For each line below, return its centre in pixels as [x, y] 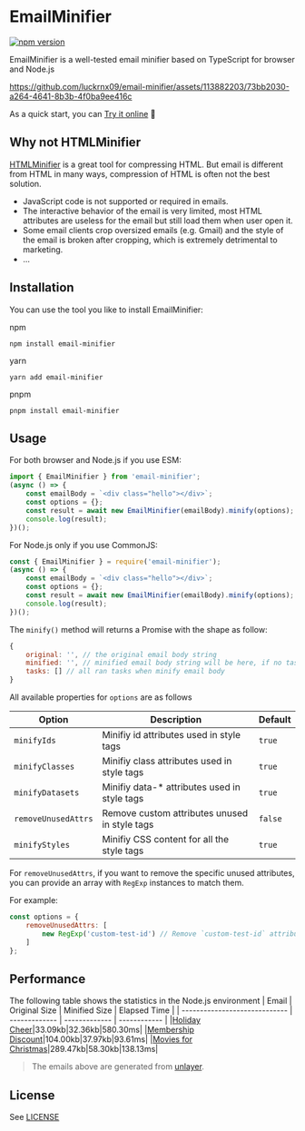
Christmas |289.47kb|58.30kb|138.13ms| [84, 1049]
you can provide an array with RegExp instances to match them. [127, 883]
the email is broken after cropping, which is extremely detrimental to [150, 240]
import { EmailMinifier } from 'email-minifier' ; [105, 477]
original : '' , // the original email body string [122, 654]
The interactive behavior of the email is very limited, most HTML [143, 211]
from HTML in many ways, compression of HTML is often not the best [140, 173]
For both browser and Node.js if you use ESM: [95, 460]
